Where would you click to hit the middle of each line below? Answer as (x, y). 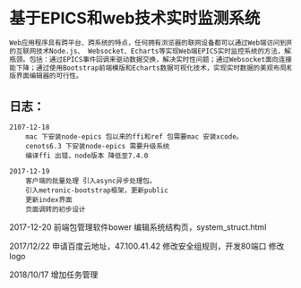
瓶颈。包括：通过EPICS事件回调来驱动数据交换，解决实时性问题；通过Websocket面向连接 (151, 59)
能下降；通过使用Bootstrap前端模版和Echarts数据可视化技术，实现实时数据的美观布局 (148, 68)
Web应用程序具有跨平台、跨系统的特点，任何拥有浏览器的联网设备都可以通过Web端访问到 (148, 42)
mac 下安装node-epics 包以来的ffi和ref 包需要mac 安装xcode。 (134, 137)
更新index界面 (49, 200)
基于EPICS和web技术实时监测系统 (135, 18)
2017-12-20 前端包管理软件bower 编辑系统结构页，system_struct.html (138, 227)
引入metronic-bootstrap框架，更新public (97, 191)
